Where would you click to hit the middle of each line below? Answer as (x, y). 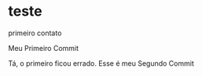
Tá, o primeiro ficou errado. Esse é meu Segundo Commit (101, 63)
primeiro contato (35, 33)
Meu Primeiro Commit (44, 48)
